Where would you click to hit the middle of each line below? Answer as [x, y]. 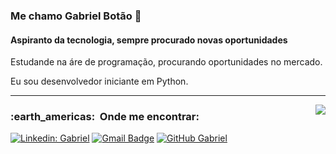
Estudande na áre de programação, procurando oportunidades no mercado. [166, 62]
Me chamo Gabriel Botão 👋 [76, 16]
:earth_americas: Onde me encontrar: [105, 117]
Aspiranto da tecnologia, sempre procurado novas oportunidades [149, 40]
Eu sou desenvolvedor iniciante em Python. [99, 81]
